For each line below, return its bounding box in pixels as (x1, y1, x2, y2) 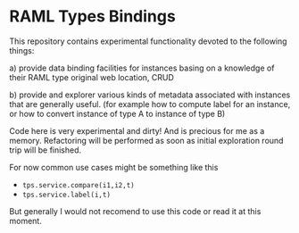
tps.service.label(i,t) (21, 190, 112, 199)
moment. (9, 215, 42, 226)
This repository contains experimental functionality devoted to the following (9, 36, 287, 46)
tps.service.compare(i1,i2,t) (21, 180, 136, 189)
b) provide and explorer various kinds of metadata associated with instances (9, 89, 291, 100)
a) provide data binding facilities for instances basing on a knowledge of (9, 62, 275, 73)
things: (9, 45, 35, 55)
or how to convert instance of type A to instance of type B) (9, 108, 226, 119)
